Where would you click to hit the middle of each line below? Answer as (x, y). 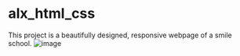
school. (20, 43)
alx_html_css (52, 14)
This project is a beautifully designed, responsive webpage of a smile (120, 35)
